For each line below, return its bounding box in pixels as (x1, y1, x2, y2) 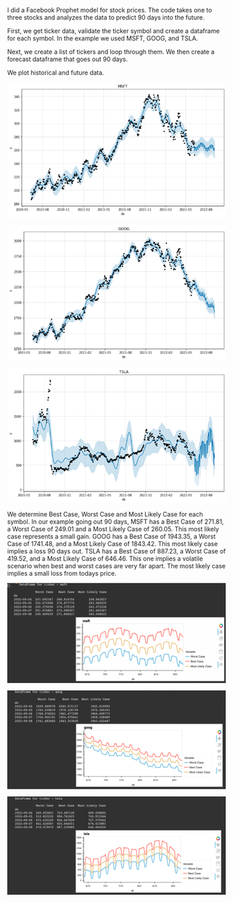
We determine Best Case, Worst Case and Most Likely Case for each (7, 510, 203, 519)
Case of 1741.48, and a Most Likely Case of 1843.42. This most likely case (7, 540, 218, 548)
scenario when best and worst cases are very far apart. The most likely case (7, 562, 226, 570)
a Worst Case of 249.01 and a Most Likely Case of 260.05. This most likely (7, 525, 220, 533)
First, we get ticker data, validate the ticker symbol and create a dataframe (7, 27, 220, 35)
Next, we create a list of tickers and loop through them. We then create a (7, 48, 215, 56)
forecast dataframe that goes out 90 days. (7, 55, 128, 63)
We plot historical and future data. (7, 69, 105, 76)
